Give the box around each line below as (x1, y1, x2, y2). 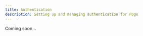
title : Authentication (5, 7, 52, 12)
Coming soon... (5, 25, 36, 31)
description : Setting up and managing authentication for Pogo (5, 12, 139, 17)
